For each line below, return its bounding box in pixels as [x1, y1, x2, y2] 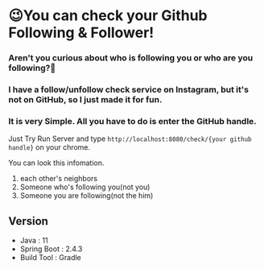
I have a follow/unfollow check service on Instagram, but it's [8, 84, 250, 95]
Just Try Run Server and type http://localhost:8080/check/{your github [8, 134, 252, 143]
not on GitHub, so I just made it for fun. [8, 94, 163, 106]
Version [8, 214, 48, 228]
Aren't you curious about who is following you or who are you [8, 52, 254, 64]
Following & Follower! [8, 23, 155, 42]
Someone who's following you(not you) [19, 182, 151, 192]
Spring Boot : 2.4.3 [19, 244, 83, 254]
